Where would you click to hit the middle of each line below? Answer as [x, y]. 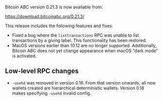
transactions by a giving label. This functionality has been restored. [79, 40]
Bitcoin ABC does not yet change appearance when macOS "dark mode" [85, 51]
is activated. [24, 56]
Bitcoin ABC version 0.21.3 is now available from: [54, 7]
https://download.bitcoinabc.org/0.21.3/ [45, 16]
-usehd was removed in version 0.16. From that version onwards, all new [84, 83]
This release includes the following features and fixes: [59, 26]
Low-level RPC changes [42, 71]
